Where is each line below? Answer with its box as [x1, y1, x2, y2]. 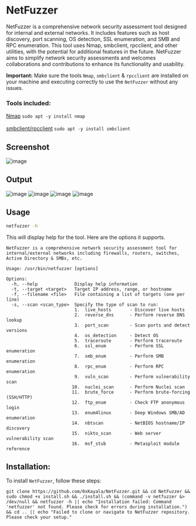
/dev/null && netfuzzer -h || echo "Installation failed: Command [6, 499, 172, 505]
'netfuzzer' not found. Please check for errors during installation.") [6, 504, 188, 510]
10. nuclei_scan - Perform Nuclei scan [71, 384, 185, 390]
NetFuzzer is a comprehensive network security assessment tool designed [6, 23, 187, 30]
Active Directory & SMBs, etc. [6, 255, 83, 261]
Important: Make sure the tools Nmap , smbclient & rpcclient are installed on [6, 72, 189, 79]
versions [6, 327, 28, 333]
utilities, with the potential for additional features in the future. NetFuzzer [6, 48, 182, 55]
